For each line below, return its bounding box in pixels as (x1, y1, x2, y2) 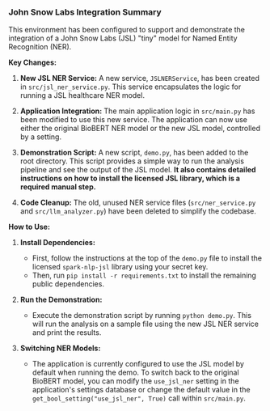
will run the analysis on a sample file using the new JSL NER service (32, 319, 259, 329)
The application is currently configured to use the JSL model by (32, 359, 245, 369)
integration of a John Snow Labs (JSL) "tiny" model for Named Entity (8, 33, 238, 43)
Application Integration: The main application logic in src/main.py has (19, 106, 255, 116)
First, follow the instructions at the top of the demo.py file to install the (32, 253, 263, 263)
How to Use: (8, 222, 51, 232)
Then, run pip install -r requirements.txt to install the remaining (32, 270, 257, 281)
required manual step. (19, 182, 96, 192)
